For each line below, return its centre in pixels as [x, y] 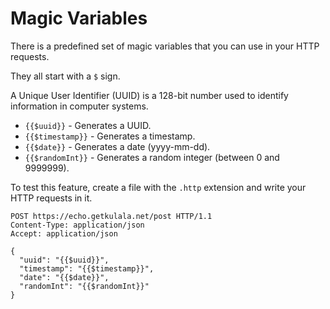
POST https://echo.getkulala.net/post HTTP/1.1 [111, 216]
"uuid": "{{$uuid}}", [64, 260]
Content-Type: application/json [77, 225]
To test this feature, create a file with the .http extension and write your [158, 187]
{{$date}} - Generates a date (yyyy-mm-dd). [117, 146]
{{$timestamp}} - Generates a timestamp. [110, 136]
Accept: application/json [64, 233]
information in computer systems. [79, 106]
